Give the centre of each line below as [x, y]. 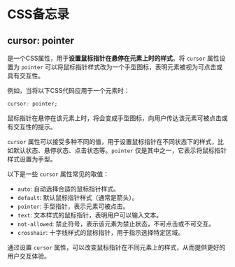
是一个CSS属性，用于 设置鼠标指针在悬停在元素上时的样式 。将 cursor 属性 [114, 58]
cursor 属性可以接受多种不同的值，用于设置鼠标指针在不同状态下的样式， [113, 141]
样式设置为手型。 [32, 159]
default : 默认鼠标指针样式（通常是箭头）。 [78, 197]
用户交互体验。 [29, 256]
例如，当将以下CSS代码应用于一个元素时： [69, 91]
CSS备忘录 [38, 14]
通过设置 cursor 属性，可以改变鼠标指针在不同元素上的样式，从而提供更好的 [116, 247]
